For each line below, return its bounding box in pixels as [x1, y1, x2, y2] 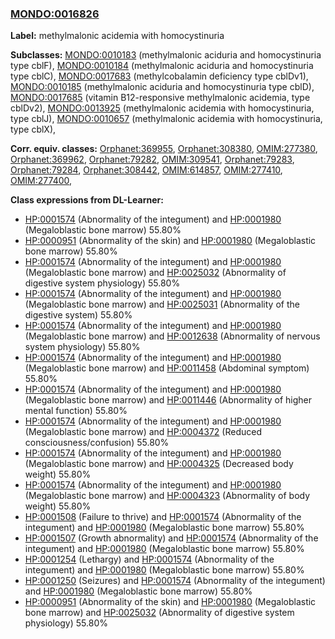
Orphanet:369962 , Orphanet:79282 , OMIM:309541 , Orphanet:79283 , [10, 153, 295, 166]
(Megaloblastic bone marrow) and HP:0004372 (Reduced [24, 426, 262, 438]
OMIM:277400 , [10, 175, 73, 187]
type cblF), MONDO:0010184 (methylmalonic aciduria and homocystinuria [10, 60, 314, 72]
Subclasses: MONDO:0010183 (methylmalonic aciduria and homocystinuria [10, 49, 322, 61]
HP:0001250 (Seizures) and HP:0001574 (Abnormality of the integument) [24, 575, 326, 587]
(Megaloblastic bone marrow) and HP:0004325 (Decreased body [24, 458, 294, 470]
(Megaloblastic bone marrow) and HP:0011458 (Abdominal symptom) [24, 362, 310, 374]
